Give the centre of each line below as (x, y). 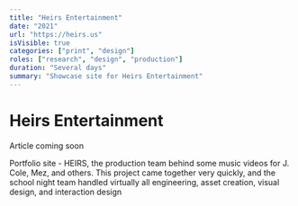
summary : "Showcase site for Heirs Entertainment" (106, 76)
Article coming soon (46, 146)
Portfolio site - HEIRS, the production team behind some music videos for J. (149, 163)
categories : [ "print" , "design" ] (72, 51)
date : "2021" (34, 26)
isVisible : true (40, 43)
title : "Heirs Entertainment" (66, 18)
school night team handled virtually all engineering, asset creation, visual (144, 182)
